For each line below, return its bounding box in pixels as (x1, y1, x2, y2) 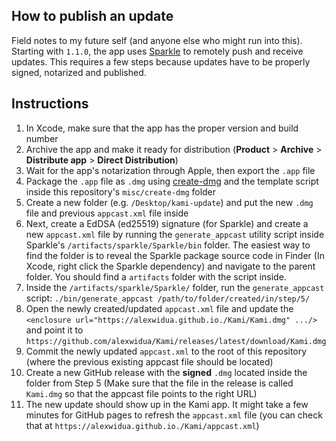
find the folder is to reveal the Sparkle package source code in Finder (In (25, 249, 325, 261)
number (25, 132, 59, 144)
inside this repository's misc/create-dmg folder (25, 185, 217, 198)
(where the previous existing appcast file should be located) (25, 355, 274, 368)
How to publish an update (11, 8, 174, 25)
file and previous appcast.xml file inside (25, 207, 189, 219)
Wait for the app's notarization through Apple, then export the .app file (25, 164, 316, 176)
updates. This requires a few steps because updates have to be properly (11, 55, 311, 68)
